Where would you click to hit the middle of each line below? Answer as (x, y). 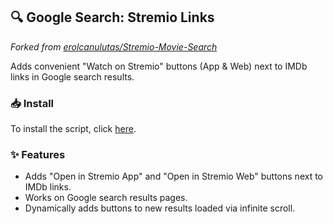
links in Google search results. (72, 76)
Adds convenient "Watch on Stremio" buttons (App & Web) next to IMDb (159, 66)
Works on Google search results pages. (106, 198)
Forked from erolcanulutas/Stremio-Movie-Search (114, 46)
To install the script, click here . (73, 129)
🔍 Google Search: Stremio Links (112, 17)
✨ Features (38, 155)
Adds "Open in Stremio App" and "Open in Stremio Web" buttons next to (173, 176)
